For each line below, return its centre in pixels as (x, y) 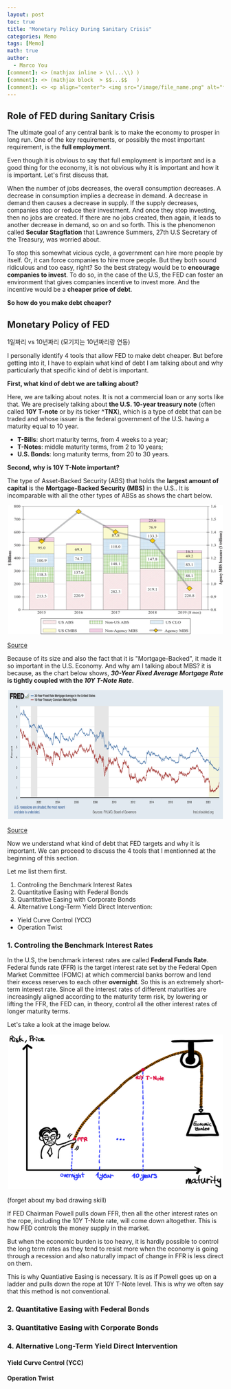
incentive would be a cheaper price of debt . (70, 290)
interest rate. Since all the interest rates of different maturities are (114, 989)
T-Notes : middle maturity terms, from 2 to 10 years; (90, 447)
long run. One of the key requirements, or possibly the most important (106, 140)
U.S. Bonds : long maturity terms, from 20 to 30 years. (93, 454)
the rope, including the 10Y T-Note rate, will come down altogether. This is (112, 1221)
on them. (20, 1264)
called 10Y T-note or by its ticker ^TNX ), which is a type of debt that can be (114, 412)
